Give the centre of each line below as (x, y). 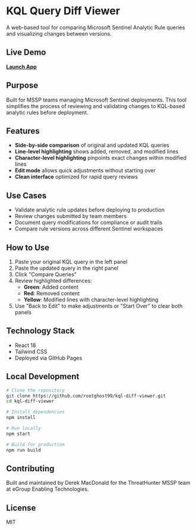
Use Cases (26, 195)
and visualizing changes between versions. (59, 33)
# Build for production (36, 444)
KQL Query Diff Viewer (63, 11)
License (21, 508)
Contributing (30, 469)
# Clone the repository (36, 390)
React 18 (25, 345)
